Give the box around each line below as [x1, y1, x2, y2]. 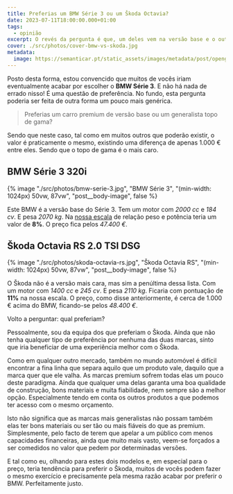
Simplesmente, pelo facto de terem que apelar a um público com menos [7, 429, 214, 438]
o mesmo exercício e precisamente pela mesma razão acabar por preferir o [7, 472, 223, 480]
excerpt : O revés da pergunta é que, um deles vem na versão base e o [7, 36, 216, 43]
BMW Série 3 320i [7, 166, 87, 178]
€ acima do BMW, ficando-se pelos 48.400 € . [7, 302, 138, 310]
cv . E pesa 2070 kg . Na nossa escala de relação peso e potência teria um [7, 213, 217, 221]
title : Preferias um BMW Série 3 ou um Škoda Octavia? [7, 10, 169, 17]
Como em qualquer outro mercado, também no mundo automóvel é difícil [7, 356, 217, 365]
